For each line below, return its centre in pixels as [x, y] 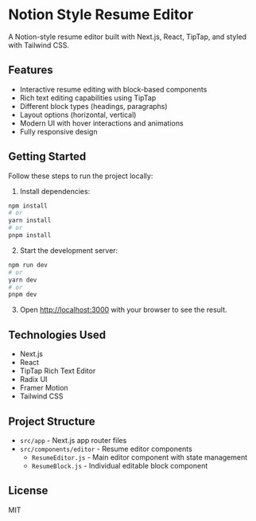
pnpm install [30, 235]
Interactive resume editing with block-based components [113, 89]
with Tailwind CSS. [39, 45]
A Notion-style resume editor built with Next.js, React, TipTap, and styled [128, 37]
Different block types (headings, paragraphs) [94, 106]
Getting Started [47, 157]
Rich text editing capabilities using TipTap [88, 98]
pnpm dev [23, 295]
